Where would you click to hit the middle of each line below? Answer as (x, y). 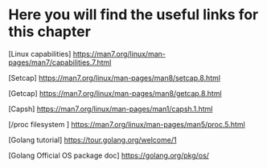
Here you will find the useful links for (133, 15)
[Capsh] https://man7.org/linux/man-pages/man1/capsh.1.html (111, 109)
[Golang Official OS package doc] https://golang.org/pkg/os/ (109, 155)
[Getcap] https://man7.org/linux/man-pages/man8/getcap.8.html (115, 93)
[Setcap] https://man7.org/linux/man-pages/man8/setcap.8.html (115, 78)
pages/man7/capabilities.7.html (60, 62)
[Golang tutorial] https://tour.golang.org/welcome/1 (92, 140)
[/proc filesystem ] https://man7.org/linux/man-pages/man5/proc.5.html (127, 124)
